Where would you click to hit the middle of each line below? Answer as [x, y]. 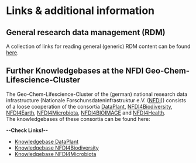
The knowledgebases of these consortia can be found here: [78, 119]
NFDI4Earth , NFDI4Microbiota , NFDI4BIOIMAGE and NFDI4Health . [86, 113]
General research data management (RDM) [86, 32]
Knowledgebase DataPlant [47, 141]
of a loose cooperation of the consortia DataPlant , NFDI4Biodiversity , [89, 106]
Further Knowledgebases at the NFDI [75, 71]
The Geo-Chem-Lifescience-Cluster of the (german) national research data [97, 94]
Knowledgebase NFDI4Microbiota [55, 154]
